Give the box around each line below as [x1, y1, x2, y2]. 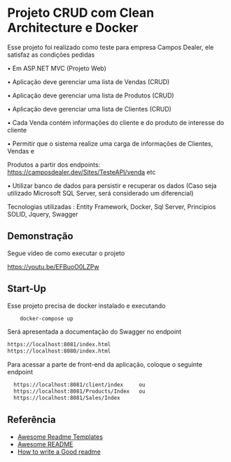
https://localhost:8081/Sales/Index [13, 394, 120, 401]
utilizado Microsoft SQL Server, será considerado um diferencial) [7, 189, 194, 197]
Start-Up [7, 283, 47, 295]
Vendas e [7, 147, 35, 155]
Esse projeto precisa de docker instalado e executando [7, 301, 166, 310]
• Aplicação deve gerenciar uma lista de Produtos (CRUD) [7, 91, 174, 100]
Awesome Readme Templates [17, 433, 104, 441]
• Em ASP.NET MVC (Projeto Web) [7, 64, 107, 72]
